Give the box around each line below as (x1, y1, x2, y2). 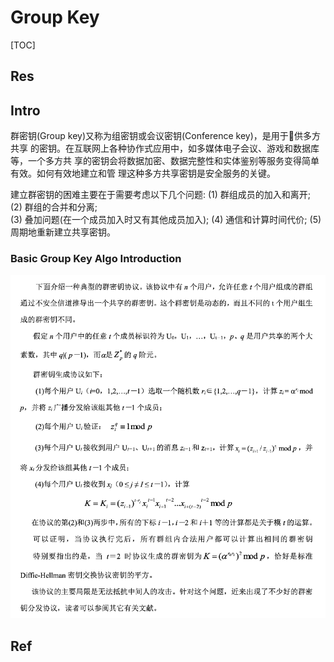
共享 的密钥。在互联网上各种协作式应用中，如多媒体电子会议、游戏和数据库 (10, 142, 320, 155)
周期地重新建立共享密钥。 (10, 226, 116, 238)
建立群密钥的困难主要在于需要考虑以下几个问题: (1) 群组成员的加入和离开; (10, 189, 312, 201)
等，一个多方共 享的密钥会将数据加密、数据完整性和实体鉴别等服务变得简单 (10, 155, 320, 167)
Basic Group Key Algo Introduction (10, 252, 182, 266)
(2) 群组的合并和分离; (10, 201, 98, 213)
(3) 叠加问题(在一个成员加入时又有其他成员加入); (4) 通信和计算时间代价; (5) (10, 214, 322, 226)
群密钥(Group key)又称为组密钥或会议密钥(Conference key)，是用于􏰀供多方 (10, 130, 321, 142)
